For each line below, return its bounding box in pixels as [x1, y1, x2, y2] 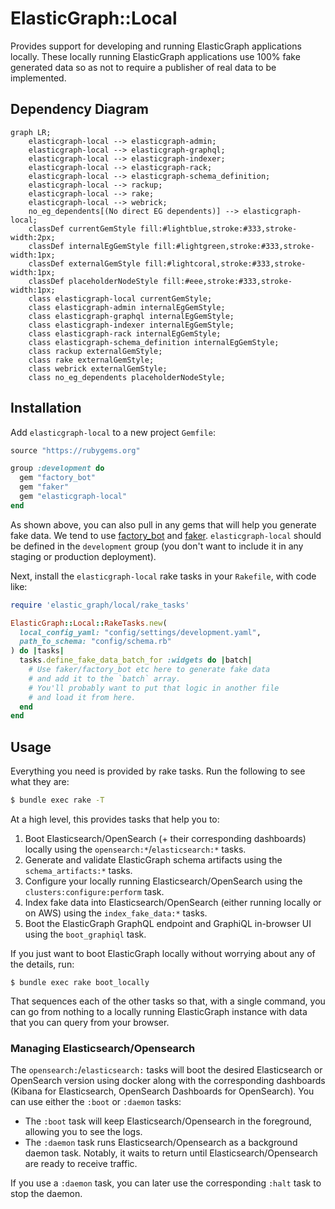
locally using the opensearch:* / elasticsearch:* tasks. [24, 843, 247, 855]
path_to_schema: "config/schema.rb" [19, 637, 172, 647]
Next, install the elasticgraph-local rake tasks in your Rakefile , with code [10, 570, 317, 582]
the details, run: [10, 958, 75, 970]
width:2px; [10, 232, 56, 242]
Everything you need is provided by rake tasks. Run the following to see [10, 765, 306, 777]
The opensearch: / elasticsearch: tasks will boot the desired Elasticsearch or [10, 1064, 323, 1076]
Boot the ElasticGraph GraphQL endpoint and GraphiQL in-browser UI [24, 918, 312, 929]
